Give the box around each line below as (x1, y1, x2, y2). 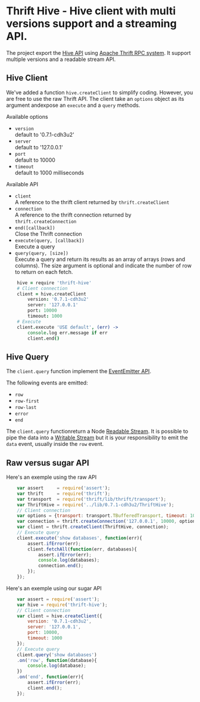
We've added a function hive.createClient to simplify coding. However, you (6, 88, 193, 96)
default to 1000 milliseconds (14, 169, 85, 176)
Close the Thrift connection (14, 230, 82, 237)
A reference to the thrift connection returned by (14, 211, 132, 218)
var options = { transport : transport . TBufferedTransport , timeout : (17, 513, 187, 519)
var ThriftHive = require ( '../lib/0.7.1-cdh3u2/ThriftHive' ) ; (17, 501, 174, 508)
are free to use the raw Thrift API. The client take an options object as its (6, 95, 185, 102)
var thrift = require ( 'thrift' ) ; (17, 491, 111, 497)
